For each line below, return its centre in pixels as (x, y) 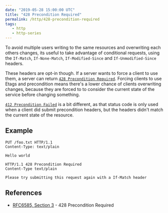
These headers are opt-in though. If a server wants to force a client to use (81, 73)
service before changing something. (43, 94)
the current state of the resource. (40, 115)
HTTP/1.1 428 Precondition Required (43, 164)
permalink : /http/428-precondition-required (52, 19)
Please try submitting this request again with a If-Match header (76, 177)
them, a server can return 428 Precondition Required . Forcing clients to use (83, 79)
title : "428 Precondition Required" (43, 15)
